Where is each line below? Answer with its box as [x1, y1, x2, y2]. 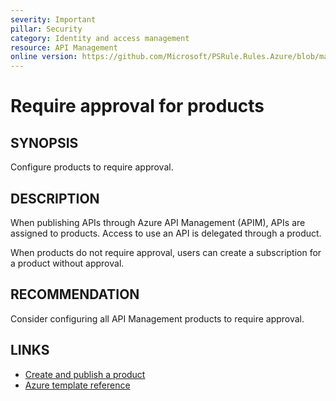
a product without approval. [10, 257, 125, 269]
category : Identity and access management [10, 33, 190, 43]
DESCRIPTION [10, 190, 100, 207]
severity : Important [10, 14, 97, 25]
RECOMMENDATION [10, 286, 140, 303]
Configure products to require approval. [10, 161, 174, 173]
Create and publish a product [24, 368, 146, 380]
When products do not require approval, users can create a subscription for [10, 246, 322, 258]
